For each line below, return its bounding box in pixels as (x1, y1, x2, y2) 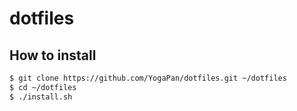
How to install (9, 47, 97, 64)
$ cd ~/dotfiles (9, 82, 77, 92)
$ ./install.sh (9, 92, 73, 102)
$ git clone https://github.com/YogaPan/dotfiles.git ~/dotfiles (9, 73, 287, 83)
